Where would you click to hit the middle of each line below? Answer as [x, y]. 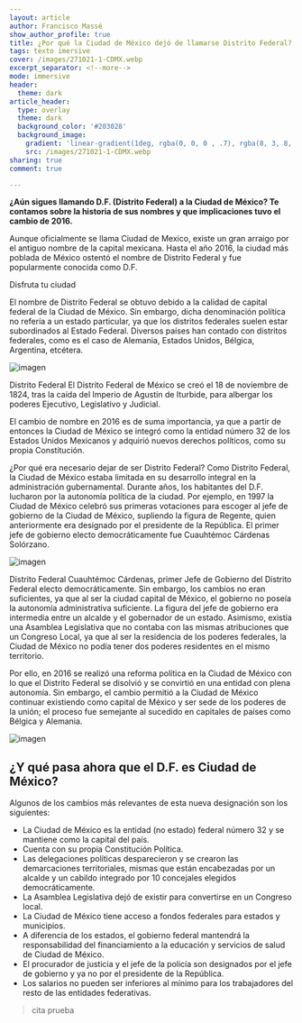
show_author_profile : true [60, 34]
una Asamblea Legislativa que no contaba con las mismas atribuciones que [149, 627]
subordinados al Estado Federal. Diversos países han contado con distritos [148, 331]
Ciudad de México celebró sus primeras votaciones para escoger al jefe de [149, 507]
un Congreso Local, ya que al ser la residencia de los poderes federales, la [148, 637]
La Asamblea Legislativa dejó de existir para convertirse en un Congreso [157, 897]
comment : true [36, 169]
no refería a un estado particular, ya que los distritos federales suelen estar [149, 322]
